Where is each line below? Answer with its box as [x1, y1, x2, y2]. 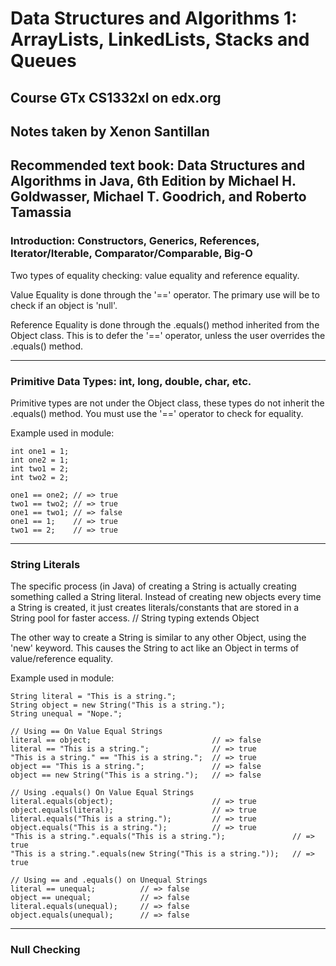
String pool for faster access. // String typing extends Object [10, 612, 260, 624]
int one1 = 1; [10, 446, 70, 456]
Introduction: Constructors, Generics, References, [10, 234, 260, 248]
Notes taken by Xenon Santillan [10, 123, 210, 140]
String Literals [10, 557, 81, 571]
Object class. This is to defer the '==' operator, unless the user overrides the [10, 329, 326, 341]
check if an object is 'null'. [10, 299, 118, 311]
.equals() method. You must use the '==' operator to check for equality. [10, 407, 304, 419]
